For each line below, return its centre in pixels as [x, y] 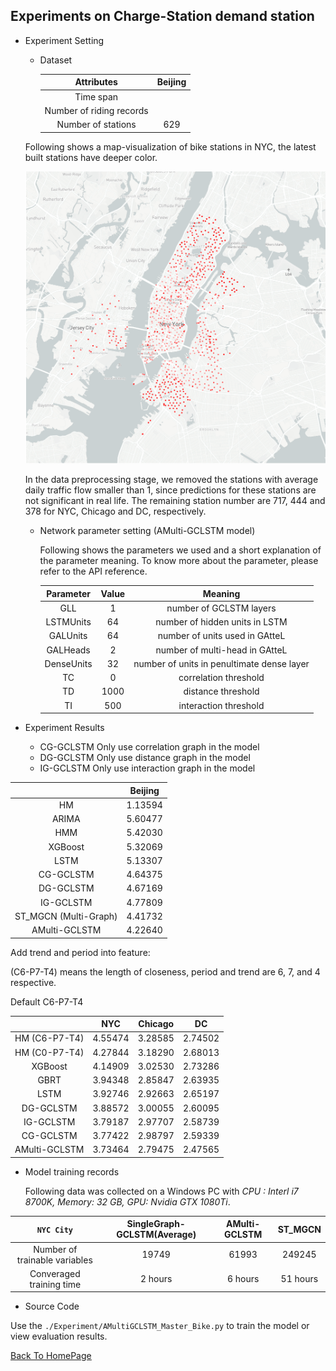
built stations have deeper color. [91, 157]
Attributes [96, 82]
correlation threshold [221, 678]
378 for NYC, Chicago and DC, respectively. [115, 511]
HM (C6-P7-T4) [49, 1038]
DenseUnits [68, 663]
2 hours [156, 1279]
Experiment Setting [64, 40]
